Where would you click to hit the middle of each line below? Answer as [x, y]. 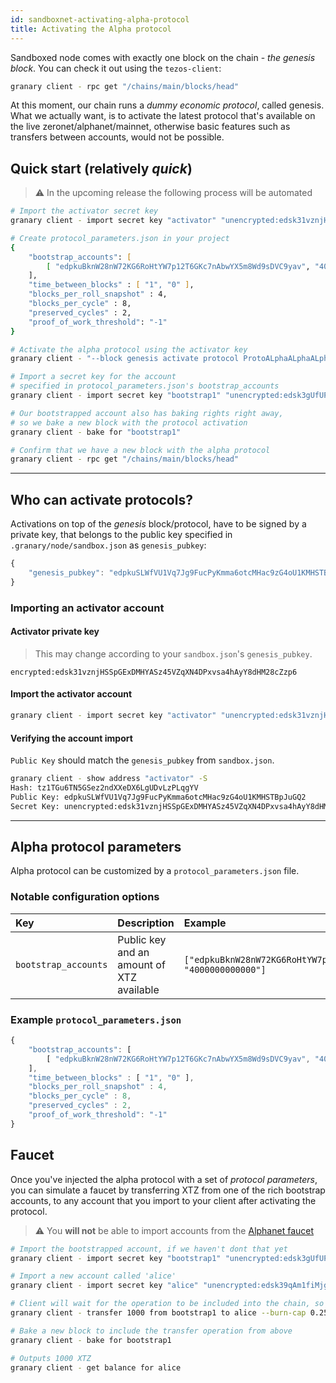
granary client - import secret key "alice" [104, 1286]
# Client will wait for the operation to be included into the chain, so [167, 1304]
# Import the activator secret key [84, 211]
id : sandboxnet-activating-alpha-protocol [100, 19]
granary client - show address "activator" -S [109, 779]
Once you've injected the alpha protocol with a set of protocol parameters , [164, 1179]
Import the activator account [71, 694]
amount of [141, 964]
